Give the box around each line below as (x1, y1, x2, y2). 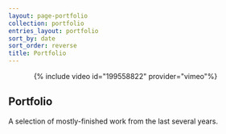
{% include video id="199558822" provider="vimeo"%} (33, 72, 218, 81)
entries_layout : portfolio (8, 27, 99, 35)
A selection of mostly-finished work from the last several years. (8, 116, 219, 126)
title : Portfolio (8, 49, 67, 57)
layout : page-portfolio (8, 11, 88, 20)
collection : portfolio (8, 19, 84, 27)
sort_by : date (8, 34, 56, 43)
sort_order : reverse (8, 42, 78, 50)
